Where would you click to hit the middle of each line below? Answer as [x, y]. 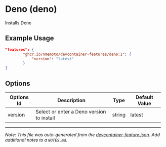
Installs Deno [18, 23]
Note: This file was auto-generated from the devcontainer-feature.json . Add [83, 135]
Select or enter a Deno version [71, 111]
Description [71, 100]
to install [45, 118]
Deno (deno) [31, 9]
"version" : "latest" [53, 59]
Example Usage [30, 38]
